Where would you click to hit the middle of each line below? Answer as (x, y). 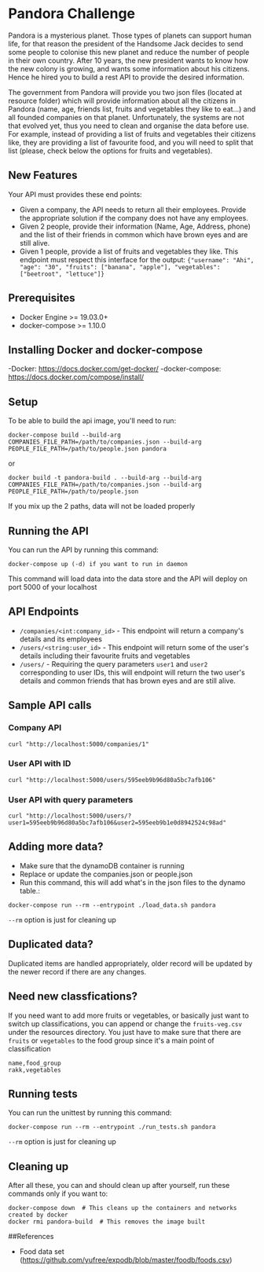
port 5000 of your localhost (53, 587)
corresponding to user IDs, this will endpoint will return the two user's (132, 672)
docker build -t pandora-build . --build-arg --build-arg (105, 478)
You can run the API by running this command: (83, 550)
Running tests (43, 1093)
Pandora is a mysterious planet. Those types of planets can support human (130, 35)
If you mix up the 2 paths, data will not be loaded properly (102, 506)
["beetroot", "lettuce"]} (62, 274)
